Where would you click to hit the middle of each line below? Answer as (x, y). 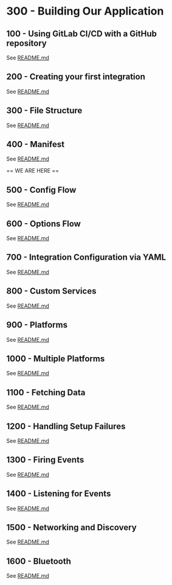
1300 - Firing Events (45, 460)
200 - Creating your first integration (76, 77)
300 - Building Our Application (85, 11)
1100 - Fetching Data (46, 393)
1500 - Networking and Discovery (71, 527)
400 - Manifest (36, 144)
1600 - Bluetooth (39, 561)
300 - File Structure (44, 111)
